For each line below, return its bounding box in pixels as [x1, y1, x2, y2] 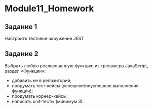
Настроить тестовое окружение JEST [4, 35, 84, 41]
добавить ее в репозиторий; [11, 77, 72, 83]
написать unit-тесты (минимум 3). [11, 98, 84, 104]
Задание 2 [4, 50, 38, 58]
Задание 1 [4, 23, 38, 31]
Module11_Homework [4, 3, 94, 14]
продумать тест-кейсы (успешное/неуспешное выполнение [11, 82, 139, 88]
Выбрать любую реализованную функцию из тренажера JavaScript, [4, 62, 149, 69]
